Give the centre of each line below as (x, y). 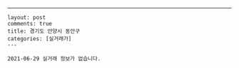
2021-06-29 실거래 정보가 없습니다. (54, 59)
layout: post (27, 18)
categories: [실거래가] (39, 39)
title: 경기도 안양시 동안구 (44, 31)
